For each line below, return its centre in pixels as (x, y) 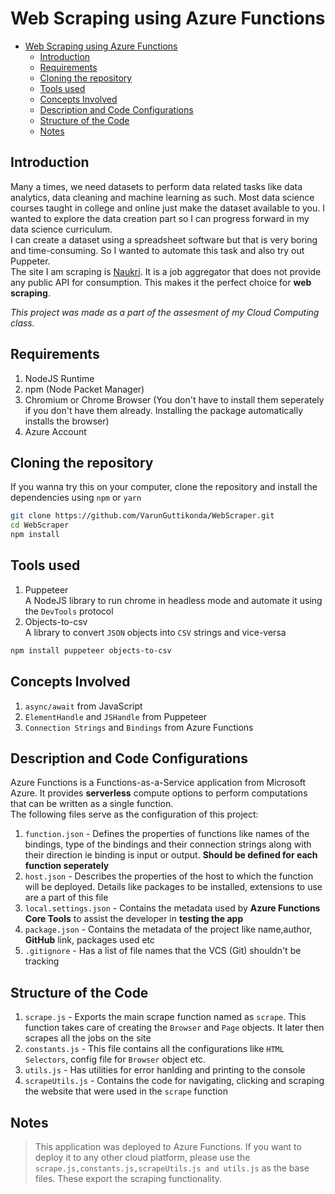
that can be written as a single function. (92, 804)
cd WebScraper (40, 525)
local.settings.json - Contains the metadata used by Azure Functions (172, 908)
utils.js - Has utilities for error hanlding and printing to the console (165, 1070)
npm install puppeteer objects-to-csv (91, 650)
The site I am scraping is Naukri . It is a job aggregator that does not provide (166, 271)
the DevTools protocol (69, 611)
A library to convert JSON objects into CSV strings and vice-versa (155, 632)
